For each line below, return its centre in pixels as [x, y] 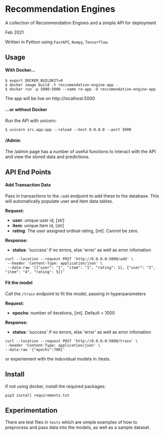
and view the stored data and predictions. [47, 157]
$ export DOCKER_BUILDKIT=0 [34, 80]
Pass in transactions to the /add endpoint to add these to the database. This [82, 196]
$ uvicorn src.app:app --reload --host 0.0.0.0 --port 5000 [68, 129]
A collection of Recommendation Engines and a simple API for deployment [81, 23]
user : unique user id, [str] [38, 220]
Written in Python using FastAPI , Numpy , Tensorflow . [57, 42]
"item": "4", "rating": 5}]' [35, 272]
